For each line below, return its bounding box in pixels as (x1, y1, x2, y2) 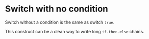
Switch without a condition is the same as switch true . (5, 19, 115, 25)
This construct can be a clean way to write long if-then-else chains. (5, 28, 145, 34)
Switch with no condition (5, 3, 109, 14)
